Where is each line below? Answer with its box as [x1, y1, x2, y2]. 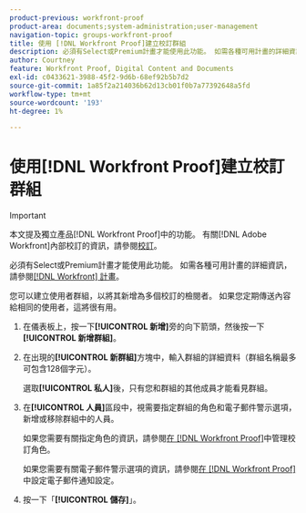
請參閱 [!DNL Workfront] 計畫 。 [9, 271, 125, 282]
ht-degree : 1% [9, 107, 64, 116]
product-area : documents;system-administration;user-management [9, 22, 259, 31]
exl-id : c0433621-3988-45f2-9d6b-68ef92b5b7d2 [9, 73, 189, 82]
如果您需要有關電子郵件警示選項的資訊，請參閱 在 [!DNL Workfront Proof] [22, 464, 296, 475]
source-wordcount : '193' [9, 97, 104, 108]
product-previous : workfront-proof [9, 13, 145, 23]
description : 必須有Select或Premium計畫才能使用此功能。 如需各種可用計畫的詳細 [9, 47, 290, 56]
